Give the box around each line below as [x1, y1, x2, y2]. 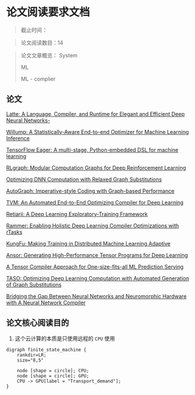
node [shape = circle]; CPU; [17, 368, 89, 373]
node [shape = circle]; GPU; [17, 373, 89, 379]
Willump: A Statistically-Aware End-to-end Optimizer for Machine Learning [6, 128, 189, 135]
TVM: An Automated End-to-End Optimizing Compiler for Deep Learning [6, 198, 184, 206]
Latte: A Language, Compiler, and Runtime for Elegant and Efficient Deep [6, 110, 185, 117]
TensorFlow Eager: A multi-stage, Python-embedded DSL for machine [6, 146, 179, 153]
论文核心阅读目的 [6, 318, 69, 328]
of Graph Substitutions [6, 281, 61, 288]
